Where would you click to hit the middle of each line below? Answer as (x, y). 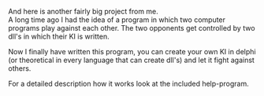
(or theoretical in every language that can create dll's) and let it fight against (131, 60)
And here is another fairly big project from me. (84, 11)
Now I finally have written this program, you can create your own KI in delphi (132, 52)
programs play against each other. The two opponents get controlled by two (132, 28)
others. (20, 68)
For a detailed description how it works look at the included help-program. (129, 83)
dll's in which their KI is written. (59, 36)
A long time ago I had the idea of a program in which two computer (117, 20)
